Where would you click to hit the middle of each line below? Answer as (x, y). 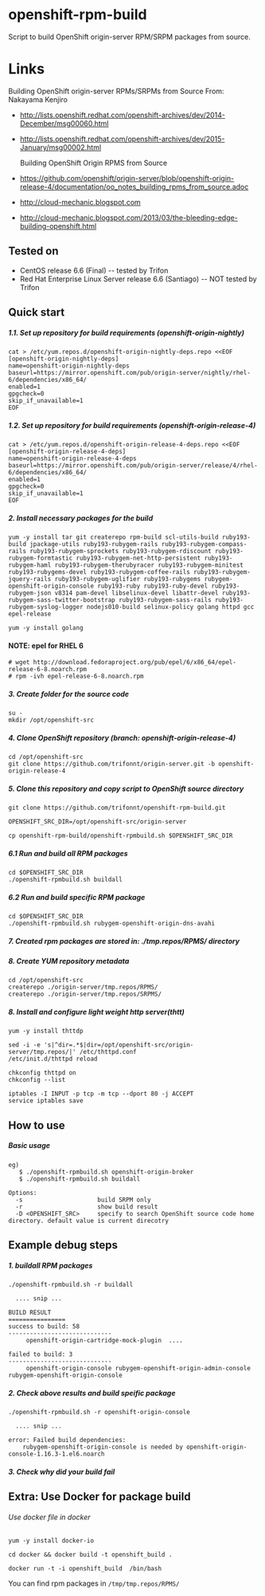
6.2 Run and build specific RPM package (77, 897)
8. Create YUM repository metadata (69, 961)
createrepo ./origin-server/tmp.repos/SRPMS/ (85, 994)
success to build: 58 (44, 1327)
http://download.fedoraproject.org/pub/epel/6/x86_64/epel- (135, 662)
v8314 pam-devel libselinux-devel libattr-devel (136, 593)
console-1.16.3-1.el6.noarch (57, 1454)
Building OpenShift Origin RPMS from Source (94, 163)
